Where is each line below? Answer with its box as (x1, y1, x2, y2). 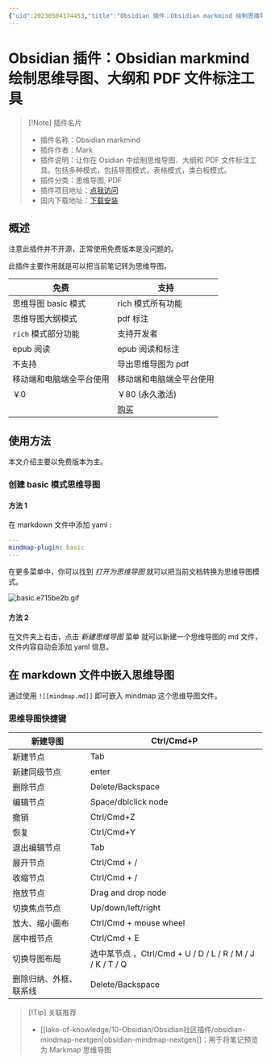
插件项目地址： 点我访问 (40, 185, 119, 194)
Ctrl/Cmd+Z (90, 812, 135, 823)
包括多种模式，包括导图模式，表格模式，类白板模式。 (54, 165, 231, 174)
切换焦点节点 (12, 903, 62, 914)
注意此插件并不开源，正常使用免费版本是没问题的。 (8, 244, 178, 254)
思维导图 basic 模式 (12, 298, 86, 309)
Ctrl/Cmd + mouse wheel (90, 918, 186, 929)
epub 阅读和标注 (117, 344, 180, 355)
